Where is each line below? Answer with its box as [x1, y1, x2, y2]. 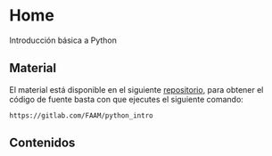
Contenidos [9, 135, 76, 151]
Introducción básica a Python [9, 35, 118, 45]
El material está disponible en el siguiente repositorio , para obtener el [9, 84, 264, 94]
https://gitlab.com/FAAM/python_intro [9, 111, 153, 120]
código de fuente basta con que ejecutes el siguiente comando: [9, 94, 243, 104]
